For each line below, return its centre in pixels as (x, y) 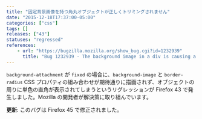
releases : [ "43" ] (28, 34)
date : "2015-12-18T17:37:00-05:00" (51, 17)
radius (15, 82)
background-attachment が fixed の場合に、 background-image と (85, 74)
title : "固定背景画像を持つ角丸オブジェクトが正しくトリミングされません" (88, 12)
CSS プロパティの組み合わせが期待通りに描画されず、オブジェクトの (109, 82)
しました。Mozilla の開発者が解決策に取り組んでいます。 (82, 97)
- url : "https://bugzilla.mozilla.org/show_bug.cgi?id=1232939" (100, 51)
